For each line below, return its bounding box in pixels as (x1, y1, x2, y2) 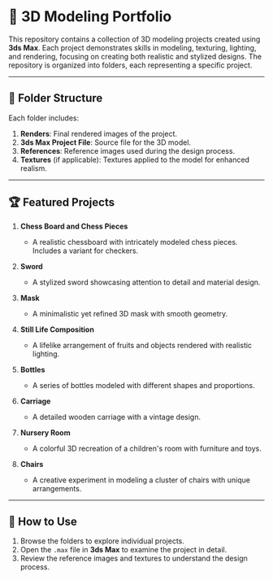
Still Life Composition (19, 325, 95, 334)
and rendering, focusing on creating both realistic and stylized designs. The (8, 51, 262, 61)
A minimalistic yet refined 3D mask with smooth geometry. (32, 308, 228, 318)
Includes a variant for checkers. (32, 246, 139, 255)
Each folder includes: (8, 113, 80, 123)
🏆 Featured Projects (8, 195, 115, 210)
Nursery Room (19, 427, 71, 438)
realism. (19, 163, 47, 173)
